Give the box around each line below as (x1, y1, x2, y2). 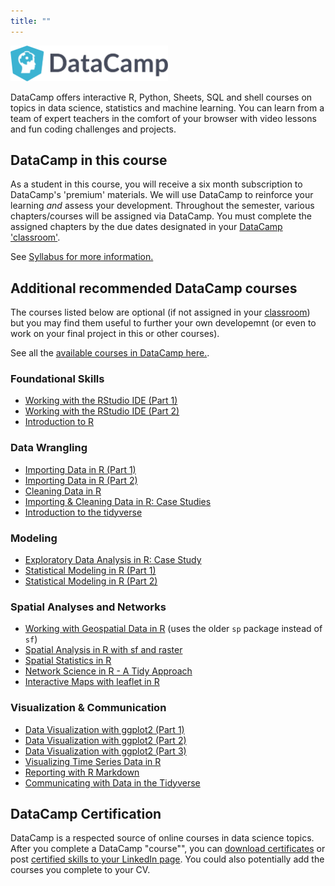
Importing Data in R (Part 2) (24, 474, 138, 486)
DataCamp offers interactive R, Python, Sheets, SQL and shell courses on (10, 91, 313, 103)
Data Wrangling (10, 441, 88, 455)
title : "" (10, 16, 52, 26)
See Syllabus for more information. (10, 251, 154, 263)
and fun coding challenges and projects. (10, 123, 177, 135)
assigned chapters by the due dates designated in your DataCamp (10, 221, 283, 233)
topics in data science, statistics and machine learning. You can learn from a (10, 101, 325, 114)
